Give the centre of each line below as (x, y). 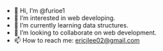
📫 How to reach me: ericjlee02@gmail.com (77, 40)
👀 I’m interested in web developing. (64, 18)
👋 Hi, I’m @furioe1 (39, 11)
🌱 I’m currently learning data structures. (71, 25)
